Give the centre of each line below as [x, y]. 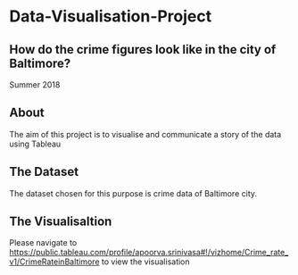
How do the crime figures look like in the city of [143, 50]
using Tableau [35, 144]
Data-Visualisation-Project [111, 17]
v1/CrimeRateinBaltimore [54, 262]
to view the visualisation [145, 262]
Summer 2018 [35, 85]
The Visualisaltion [61, 222]
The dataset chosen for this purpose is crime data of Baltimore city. [133, 193]
